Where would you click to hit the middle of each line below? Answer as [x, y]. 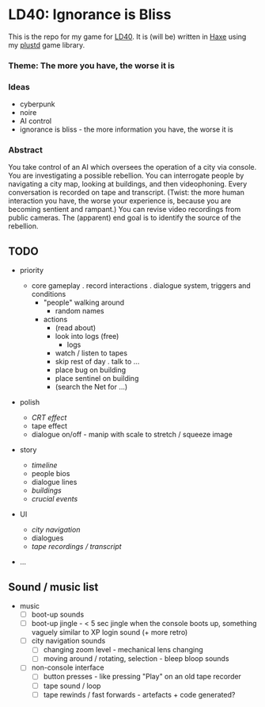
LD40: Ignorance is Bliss [90, 15]
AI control [36, 121]
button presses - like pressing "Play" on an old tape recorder [142, 677]
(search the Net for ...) [91, 387]
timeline [44, 465]
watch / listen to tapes [91, 353]
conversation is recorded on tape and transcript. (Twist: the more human [127, 193]
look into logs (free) [87, 336]
